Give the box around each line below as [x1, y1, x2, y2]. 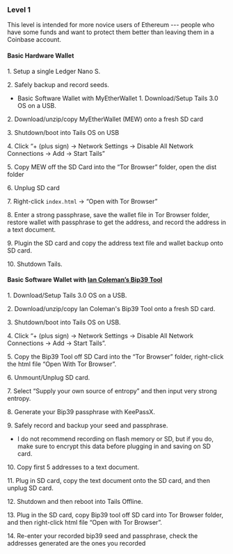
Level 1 [7, 5, 31, 15]
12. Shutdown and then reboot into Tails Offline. [7, 497, 143, 505]
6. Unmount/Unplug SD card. [7, 373, 90, 381]
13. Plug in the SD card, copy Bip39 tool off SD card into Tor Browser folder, [7, 510, 224, 519]
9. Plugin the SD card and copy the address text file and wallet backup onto [7, 239, 224, 247]
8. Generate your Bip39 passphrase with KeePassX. [7, 407, 155, 415]
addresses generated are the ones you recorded [7, 539, 146, 547]
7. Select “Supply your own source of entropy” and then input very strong [7, 386, 218, 395]
